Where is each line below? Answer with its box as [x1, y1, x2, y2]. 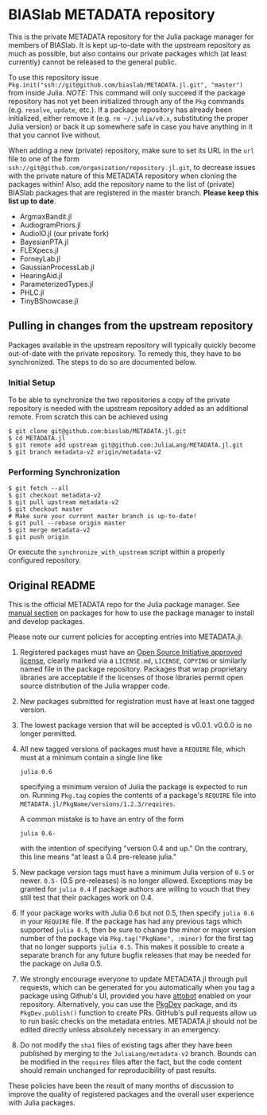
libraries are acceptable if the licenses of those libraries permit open [19, 673, 244, 683]
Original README [8, 579, 96, 592]
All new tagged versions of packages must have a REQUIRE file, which [19, 745, 246, 754]
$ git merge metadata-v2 [8, 526, 91, 534]
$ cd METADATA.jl [8, 435, 66, 443]
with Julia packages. [8, 1098, 75, 1108]
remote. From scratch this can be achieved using [8, 412, 168, 422]
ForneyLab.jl [19, 254, 61, 263]
